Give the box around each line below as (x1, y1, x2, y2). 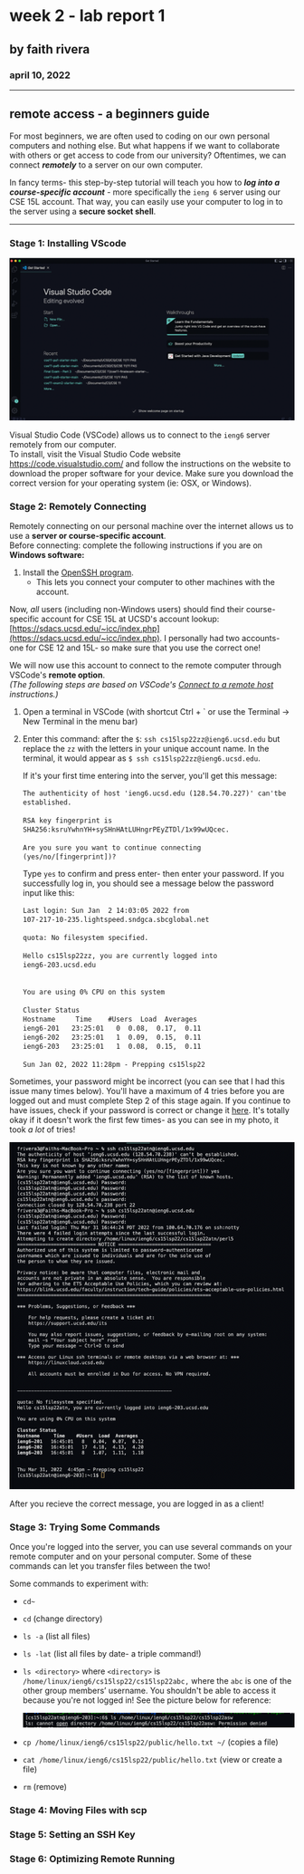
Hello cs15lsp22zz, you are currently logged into (22, 952, 218, 961)
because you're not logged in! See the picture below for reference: (22, 1695, 271, 1706)
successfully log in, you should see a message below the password (22, 878, 274, 889)
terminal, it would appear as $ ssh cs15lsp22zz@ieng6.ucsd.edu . (22, 753, 261, 764)
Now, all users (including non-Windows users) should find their (9, 604, 244, 615)
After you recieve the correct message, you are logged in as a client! (9, 1498, 265, 1509)
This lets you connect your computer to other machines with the (35, 577, 276, 588)
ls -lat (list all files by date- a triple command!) (22, 1648, 202, 1659)
